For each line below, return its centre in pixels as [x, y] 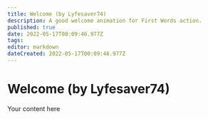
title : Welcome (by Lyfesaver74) [57, 14]
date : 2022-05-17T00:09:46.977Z [55, 34]
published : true [31, 27]
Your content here [34, 108]
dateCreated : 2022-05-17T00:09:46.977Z [67, 54]
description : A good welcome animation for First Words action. [105, 21]
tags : [15, 41]
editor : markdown [33, 47]
